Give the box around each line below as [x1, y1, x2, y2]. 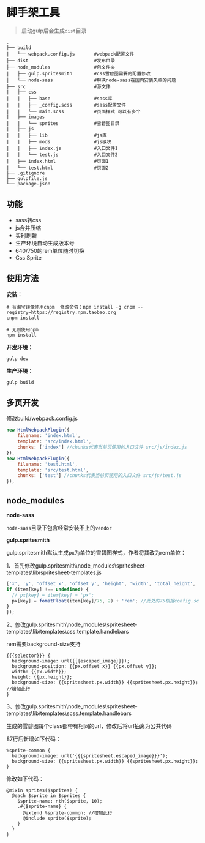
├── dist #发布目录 [6, 58, 115, 64]
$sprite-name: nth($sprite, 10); [17, 798, 103, 804]
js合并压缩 [15, 224, 42, 231]
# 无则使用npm [6, 326, 39, 332]
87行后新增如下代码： [6, 735, 61, 743]
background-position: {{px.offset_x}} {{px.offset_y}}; [12, 664, 157, 670]
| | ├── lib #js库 [6, 132, 107, 138]
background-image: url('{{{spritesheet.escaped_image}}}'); [12, 753, 168, 759]
